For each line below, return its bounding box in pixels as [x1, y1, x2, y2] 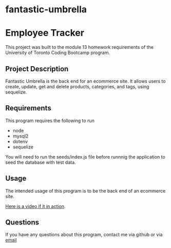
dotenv [12, 138, 28, 144]
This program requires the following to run [5, 117, 95, 124]
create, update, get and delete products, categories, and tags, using [5, 83, 149, 89]
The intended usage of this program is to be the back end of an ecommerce [5, 187, 166, 194]
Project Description [5, 64, 69, 73]
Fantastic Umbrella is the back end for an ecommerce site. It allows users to [5, 78, 166, 84]
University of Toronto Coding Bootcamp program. [5, 50, 110, 56]
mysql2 [12, 132, 29, 139]
